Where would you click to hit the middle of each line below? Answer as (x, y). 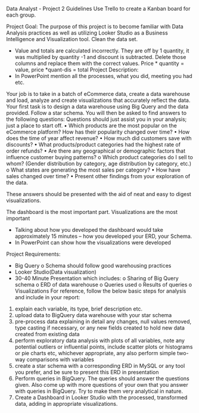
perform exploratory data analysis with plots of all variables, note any (99, 340)
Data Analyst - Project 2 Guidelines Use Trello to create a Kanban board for (98, 9)
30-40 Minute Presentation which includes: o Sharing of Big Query (97, 278)
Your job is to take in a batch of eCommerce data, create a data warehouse (98, 94)
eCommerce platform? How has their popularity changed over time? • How (98, 132)
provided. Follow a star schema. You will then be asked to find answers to (96, 113)
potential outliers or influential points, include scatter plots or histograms (104, 347)
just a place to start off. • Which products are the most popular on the (91, 125)
